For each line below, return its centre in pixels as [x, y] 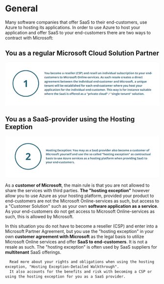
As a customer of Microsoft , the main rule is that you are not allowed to [77, 185]
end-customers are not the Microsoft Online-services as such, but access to [82, 201]
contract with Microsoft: [29, 38]
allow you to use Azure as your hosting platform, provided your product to [80, 196]
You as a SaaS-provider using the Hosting [70, 119]
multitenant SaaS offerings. [33, 252]
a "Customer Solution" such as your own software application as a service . [82, 206]
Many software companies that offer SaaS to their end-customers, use [76, 22]
